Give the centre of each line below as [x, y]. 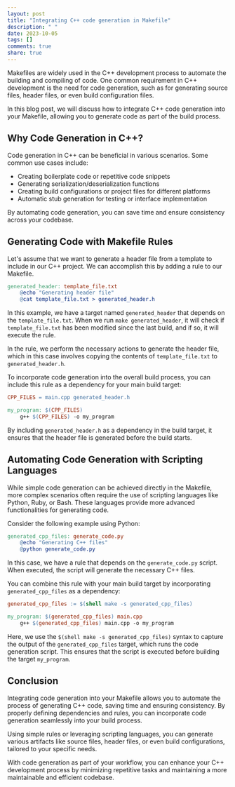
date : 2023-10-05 [33, 33]
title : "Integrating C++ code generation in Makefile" [89, 20]
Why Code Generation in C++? [75, 139]
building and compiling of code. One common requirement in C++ [102, 80]
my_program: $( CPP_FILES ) [45, 410]
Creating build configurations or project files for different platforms [114, 191]
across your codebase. [40, 220]
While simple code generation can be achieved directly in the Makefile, [110, 487]
